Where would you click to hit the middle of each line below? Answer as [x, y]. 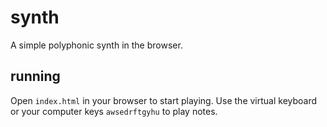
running [35, 76]
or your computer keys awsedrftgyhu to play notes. [114, 111]
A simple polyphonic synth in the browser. [96, 45]
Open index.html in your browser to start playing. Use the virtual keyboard [164, 100]
